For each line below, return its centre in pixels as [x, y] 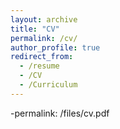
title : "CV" [35, 29]
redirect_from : [42, 57]
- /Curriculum [48, 85]
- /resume [39, 66]
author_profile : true [55, 47]
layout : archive [44, 19]
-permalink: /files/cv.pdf [60, 113]
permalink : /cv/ [44, 38]
